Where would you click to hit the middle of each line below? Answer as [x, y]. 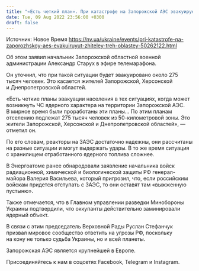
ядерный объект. [28, 215]
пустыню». [20, 191]
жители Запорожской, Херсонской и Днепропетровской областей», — [96, 124]
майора [16, 179]
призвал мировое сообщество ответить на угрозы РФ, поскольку [89, 233]
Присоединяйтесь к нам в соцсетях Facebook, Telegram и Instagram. [93, 262]
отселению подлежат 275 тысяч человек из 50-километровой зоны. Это [98, 118]
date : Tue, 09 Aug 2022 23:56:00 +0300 [55, 17]
